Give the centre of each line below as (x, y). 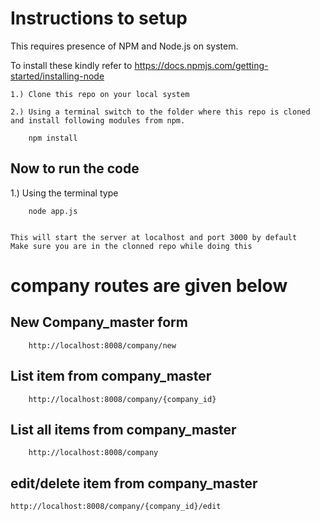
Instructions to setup (99, 18)
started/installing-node (57, 76)
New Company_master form (99, 322)
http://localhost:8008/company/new (102, 345)
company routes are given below (149, 285)
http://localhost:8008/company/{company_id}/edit (116, 507)
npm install (53, 138)
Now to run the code (75, 168)
